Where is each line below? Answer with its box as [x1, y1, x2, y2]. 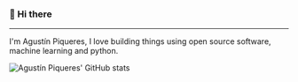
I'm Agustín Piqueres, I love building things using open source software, [9, 36, 272, 47]
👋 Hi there [9, 8, 53, 20]
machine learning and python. [9, 46, 119, 56]
